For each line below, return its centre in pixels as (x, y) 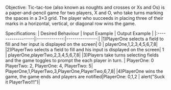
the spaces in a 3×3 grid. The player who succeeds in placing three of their (84, 18)
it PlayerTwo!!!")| (23, 82)
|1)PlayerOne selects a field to (133, 39)
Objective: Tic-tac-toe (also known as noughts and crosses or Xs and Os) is (85, 7)
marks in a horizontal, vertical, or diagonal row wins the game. (71, 23)
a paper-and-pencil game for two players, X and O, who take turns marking (84, 13)
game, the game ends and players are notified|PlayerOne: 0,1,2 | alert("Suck (85, 77)
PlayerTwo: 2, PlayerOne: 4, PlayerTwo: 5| (49, 66)
